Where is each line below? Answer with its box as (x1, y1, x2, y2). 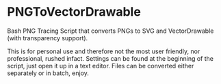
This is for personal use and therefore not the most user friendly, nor (7, 47, 200, 55)
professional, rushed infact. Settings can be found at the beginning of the (7, 54, 214, 62)
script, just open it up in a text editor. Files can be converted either (7, 61, 194, 70)
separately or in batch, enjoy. (7, 69, 89, 77)
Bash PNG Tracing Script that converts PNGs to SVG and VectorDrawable (7, 27, 214, 35)
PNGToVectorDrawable (7, 4, 142, 20)
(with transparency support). (7, 33, 88, 42)
